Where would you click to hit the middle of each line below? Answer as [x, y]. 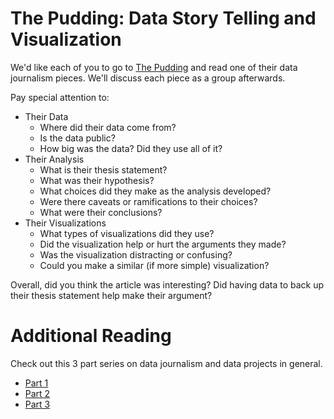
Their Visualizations [65, 223]
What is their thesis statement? [103, 169]
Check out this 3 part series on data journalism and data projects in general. [166, 363]
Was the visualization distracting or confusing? [136, 254]
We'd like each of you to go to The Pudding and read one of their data [154, 67]
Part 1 [36, 383]
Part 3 [37, 404]
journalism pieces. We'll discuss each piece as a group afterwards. [148, 78]
